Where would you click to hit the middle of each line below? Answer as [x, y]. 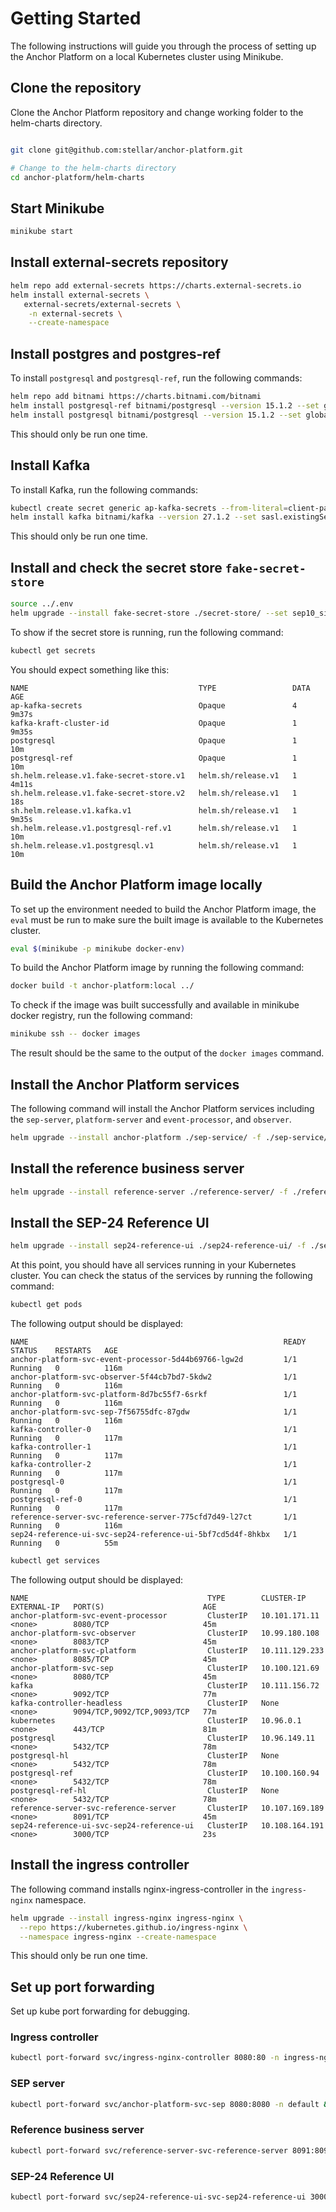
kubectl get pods [46, 1305]
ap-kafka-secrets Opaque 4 [154, 705]
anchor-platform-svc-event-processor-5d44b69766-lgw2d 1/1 [154, 1360]
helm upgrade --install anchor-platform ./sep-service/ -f [136, 1137]
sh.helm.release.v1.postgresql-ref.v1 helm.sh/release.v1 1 [154, 828]
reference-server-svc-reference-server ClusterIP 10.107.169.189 [167, 1808]
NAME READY [158, 1342]
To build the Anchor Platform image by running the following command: [157, 968]
